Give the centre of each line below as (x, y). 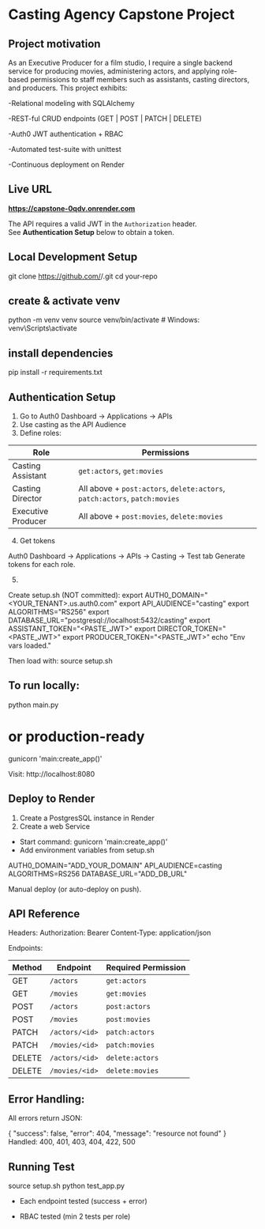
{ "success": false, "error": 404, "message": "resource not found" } (118, 1133)
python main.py (34, 705)
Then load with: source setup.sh (60, 661)
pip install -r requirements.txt (55, 372)
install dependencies (61, 353)
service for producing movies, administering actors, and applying (114, 71)
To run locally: (44, 686)
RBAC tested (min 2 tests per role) (75, 1216)
